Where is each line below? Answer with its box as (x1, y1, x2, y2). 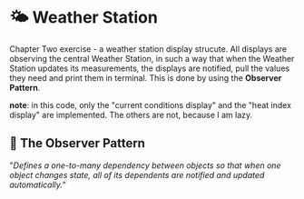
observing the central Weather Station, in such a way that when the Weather (9, 53, 295, 64)
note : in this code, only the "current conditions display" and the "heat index (9, 99, 292, 110)
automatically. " (9, 179, 66, 190)
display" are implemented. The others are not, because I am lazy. (9, 109, 253, 120)
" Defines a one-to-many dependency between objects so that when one (9, 160, 281, 171)
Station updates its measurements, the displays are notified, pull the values (9, 63, 290, 74)
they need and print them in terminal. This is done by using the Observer (9, 72, 282, 83)
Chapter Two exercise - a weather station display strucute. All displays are (9, 43, 288, 55)
